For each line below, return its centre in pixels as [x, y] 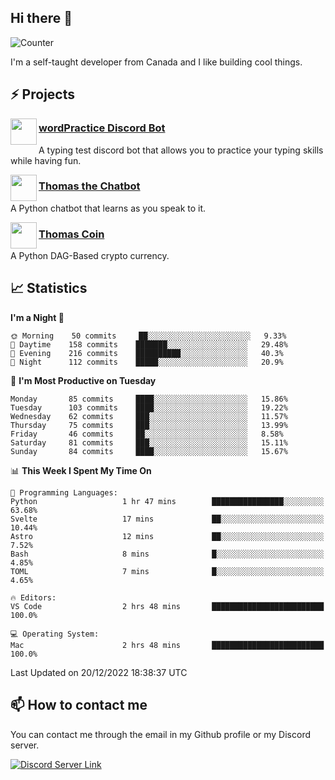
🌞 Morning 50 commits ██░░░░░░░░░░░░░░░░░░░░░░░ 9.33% [148, 336]
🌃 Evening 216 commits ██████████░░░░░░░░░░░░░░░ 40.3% [147, 353]
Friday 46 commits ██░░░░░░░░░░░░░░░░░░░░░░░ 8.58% [147, 434]
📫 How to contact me [79, 705]
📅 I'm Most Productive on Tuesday [83, 380]
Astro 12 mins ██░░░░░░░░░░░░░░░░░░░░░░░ [167, 536]
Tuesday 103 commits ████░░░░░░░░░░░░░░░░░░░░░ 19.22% [149, 407]
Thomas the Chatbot [89, 186]
